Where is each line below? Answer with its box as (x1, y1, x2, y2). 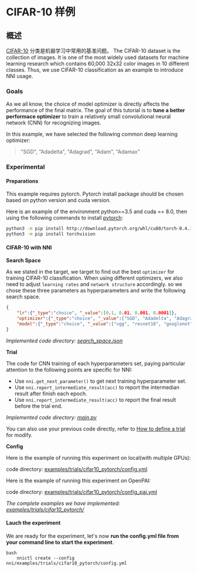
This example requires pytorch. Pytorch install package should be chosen (6, 190, 184, 197)
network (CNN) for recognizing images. (6, 119, 101, 126)
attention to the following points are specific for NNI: (6, 366, 133, 373)
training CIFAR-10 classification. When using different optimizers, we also (6, 274, 183, 282)
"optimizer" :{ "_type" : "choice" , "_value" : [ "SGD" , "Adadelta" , (16, 315, 172, 322)
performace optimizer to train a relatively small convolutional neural (6, 113, 171, 120)
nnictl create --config (16, 555, 75, 561)
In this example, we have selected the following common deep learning (6, 130, 178, 138)
